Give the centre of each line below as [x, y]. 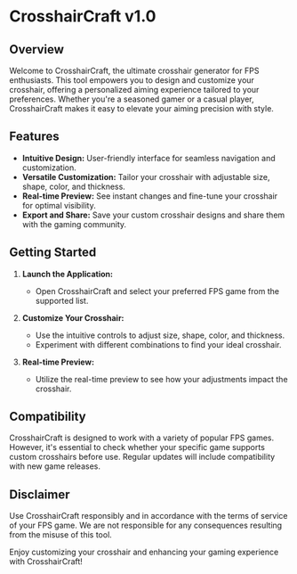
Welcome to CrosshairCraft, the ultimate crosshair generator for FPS [134, 70]
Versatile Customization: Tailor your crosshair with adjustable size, [146, 176]
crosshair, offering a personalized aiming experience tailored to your [134, 90]
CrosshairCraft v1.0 [83, 16]
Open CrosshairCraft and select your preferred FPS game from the [157, 291]
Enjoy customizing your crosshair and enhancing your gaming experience [144, 552]
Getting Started [53, 253]
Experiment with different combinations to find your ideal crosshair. [158, 344]
